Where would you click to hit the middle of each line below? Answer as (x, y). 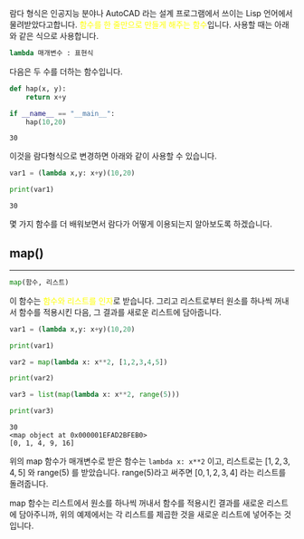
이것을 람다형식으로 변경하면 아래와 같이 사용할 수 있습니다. (113, 156)
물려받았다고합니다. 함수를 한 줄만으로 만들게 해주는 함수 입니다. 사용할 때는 (141, 24)
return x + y (46, 97)
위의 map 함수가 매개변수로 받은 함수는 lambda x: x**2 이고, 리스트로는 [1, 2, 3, (150, 461)
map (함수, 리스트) (39, 282)
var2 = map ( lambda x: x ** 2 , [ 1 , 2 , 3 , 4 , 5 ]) (89, 362)
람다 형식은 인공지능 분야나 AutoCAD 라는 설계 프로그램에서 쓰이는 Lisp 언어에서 (151, 13)
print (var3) (32, 411)
